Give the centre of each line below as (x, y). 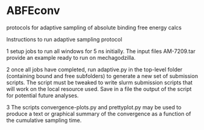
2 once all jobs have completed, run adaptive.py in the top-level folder (94, 69)
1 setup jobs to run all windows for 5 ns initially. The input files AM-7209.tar (101, 51)
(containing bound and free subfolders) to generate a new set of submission (102, 76)
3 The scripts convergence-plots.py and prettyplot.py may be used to (94, 107)
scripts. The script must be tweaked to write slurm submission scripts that (100, 82)
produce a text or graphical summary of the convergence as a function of (99, 114)
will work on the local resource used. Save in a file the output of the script (99, 88)
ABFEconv (33, 11)
